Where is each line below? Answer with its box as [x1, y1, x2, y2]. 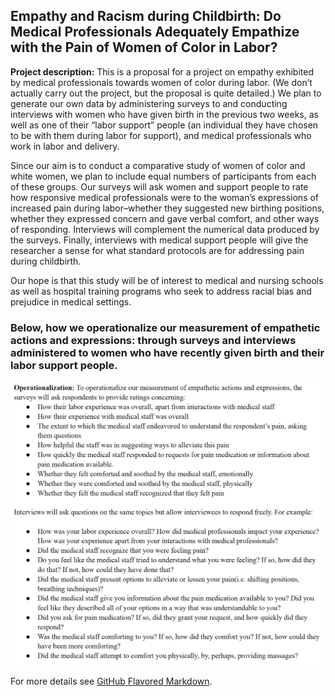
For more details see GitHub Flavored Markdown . [10, 675, 213, 688]
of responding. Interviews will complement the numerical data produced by [10, 223, 320, 235]
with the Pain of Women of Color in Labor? [10, 39, 278, 56]
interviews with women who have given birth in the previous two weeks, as [10, 108, 319, 120]
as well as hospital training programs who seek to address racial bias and [10, 285, 312, 297]
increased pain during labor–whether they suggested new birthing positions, [10, 202, 325, 214]
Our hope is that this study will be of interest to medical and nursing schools [10, 274, 324, 286]
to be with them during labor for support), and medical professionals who [10, 129, 312, 141]
